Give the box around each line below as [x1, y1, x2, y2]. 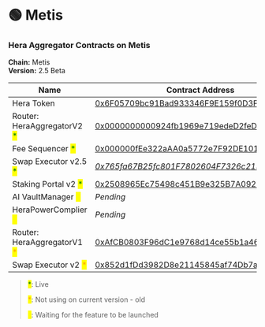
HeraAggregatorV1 [12, 237, 83, 248]
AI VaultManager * [12, 191, 81, 203]
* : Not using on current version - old [27, 295, 146, 304]
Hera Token [12, 98, 55, 109]
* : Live [27, 280, 49, 289]
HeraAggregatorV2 [12, 121, 83, 132]
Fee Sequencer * [12, 143, 77, 154]
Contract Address [166, 84, 235, 95]
